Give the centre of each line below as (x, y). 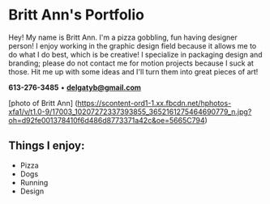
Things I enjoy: (47, 146)
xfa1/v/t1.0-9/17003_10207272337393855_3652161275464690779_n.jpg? (130, 112)
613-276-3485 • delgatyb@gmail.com (75, 87)
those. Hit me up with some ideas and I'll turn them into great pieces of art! (133, 71)
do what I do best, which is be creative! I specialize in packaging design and (135, 54)
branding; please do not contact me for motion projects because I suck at (131, 63)
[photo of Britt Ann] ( (43, 103)
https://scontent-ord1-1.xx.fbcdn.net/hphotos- (154, 103)
